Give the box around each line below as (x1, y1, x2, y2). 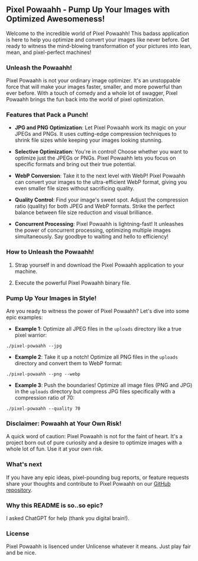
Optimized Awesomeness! (6, 14, 105, 24)
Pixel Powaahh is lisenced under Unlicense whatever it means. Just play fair (6, 543, 191, 550)
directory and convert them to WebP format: (14, 360, 123, 366)
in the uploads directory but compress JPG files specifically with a (14, 388, 176, 395)
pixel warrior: (14, 332, 47, 339)
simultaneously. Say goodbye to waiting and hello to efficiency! (14, 233, 168, 240)
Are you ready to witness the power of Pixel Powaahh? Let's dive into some (6, 308, 190, 314)
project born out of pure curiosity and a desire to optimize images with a (6, 439, 182, 447)
